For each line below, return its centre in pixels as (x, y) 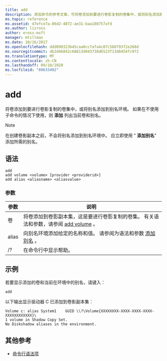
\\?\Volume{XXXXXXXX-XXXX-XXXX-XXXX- (115, 311)
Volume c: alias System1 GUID (40, 311)
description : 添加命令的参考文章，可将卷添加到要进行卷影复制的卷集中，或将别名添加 (83, 14)
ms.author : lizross (25, 28)
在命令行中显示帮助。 (48, 250)
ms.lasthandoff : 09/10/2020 (34, 65)
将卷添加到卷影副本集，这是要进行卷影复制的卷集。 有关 (88, 217)
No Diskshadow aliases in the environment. (51, 324)
